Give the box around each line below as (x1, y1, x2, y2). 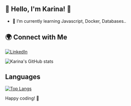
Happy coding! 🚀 (5, 95, 40, 102)
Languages (5, 73, 41, 81)
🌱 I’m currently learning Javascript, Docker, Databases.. (12, 18, 127, 24)
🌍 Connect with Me (5, 33, 67, 42)
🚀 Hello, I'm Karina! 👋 (5, 5, 71, 13)
